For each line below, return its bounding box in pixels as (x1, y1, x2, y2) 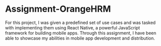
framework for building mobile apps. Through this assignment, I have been (5, 30, 157, 36)
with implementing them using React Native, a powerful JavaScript (5, 24, 140, 30)
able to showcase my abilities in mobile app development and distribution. (5, 35, 155, 41)
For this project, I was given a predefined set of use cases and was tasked (5, 20, 156, 25)
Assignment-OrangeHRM (5, 3, 111, 15)
